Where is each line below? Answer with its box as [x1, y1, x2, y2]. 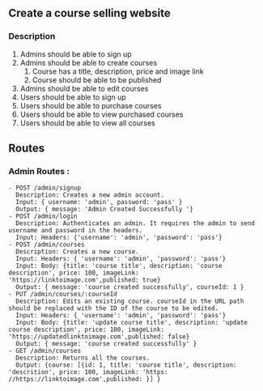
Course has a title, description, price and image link [32, 66, 204, 76]
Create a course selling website [8, 6, 172, 20]
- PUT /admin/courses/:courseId [8, 291, 117, 299]
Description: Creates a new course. [15, 248, 139, 256]
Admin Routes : [8, 166, 70, 176]
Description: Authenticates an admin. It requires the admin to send [15, 219, 255, 227]
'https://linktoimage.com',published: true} [8, 276, 161, 284]
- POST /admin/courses [8, 240, 85, 249]
